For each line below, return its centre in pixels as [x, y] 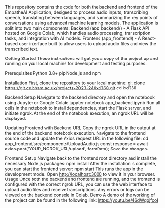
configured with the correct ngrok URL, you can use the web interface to [79, 184]
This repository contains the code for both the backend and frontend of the [81, 7]
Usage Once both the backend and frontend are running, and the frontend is [82, 179]
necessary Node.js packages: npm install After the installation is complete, [81, 163]
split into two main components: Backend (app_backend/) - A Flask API [77, 28]
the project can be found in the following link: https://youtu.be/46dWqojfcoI [82, 200]
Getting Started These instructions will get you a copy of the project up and [82, 58]
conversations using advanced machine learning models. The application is [82, 23]
